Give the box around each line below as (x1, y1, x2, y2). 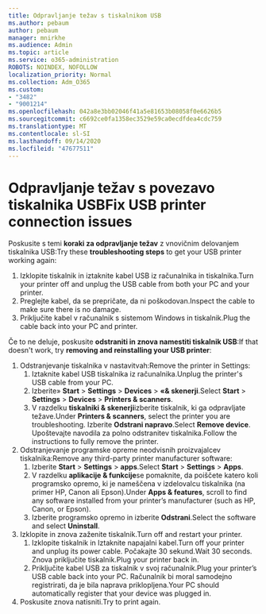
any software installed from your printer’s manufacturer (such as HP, (31, 496, 256, 505)
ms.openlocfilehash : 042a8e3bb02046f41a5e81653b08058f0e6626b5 (8, 108, 222, 116)
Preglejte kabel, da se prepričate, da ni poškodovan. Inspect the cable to (19, 296, 256, 306)
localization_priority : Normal (8, 71, 112, 79)
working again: (8, 256, 57, 265)
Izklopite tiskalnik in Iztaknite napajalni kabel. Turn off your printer (31, 538, 245, 548)
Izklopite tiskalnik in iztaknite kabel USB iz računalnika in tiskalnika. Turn (19, 271, 254, 280)
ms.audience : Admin (8, 41, 73, 49)
